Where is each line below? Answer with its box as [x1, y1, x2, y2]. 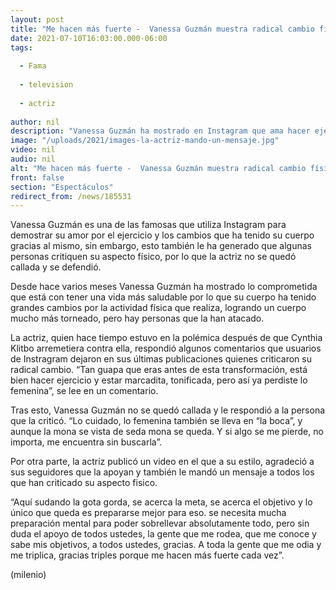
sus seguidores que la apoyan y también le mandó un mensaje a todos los [10, 466, 315, 478]
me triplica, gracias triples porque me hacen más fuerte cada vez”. [10, 549, 285, 561]
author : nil [10, 117, 60, 127]
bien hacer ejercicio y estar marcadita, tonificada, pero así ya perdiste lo [10, 374, 308, 386]
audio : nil [10, 154, 56, 164]
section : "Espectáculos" [10, 182, 114, 192]
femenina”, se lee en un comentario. [10, 385, 159, 397]
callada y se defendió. [10, 261, 102, 273]
